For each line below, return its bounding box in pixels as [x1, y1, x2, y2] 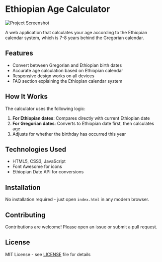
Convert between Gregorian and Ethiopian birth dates [12, 62, 122, 68]
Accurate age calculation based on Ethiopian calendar [12, 67, 123, 73]
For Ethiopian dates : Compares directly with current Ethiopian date [12, 115, 150, 121]
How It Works [5, 93, 48, 101]
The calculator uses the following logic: [5, 105, 86, 111]
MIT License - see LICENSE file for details [5, 251, 91, 257]
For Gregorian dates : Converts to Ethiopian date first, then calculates [12, 120, 155, 126]
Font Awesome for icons [12, 163, 62, 169]
